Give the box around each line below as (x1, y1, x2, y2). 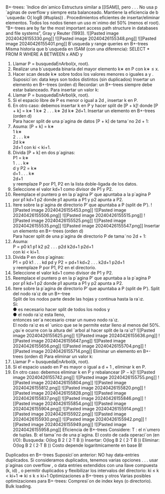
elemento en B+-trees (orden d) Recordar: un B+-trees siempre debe (12, 82, 153, 88)
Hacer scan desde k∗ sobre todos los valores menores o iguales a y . (12, 71, 154, 77)
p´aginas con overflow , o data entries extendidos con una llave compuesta (5, 463, 158, 468)
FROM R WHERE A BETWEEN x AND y (5, 51, 83, 57)
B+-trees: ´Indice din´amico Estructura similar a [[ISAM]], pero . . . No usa (5, 4, 154, 10)
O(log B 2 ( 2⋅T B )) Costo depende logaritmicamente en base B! (12, 442, 143, 448)
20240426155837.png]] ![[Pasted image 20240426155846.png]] (12, 396, 144, 401)
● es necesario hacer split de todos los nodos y (12, 307, 110, 312)
